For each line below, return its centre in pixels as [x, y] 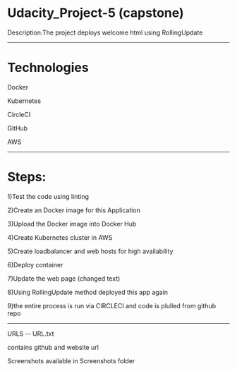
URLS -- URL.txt [31, 334]
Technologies [48, 68]
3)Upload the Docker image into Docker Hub [72, 224]
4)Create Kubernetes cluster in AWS [60, 237]
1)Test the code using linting [48, 196]
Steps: [27, 177]
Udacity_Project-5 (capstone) [96, 13]
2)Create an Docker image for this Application [74, 210]
